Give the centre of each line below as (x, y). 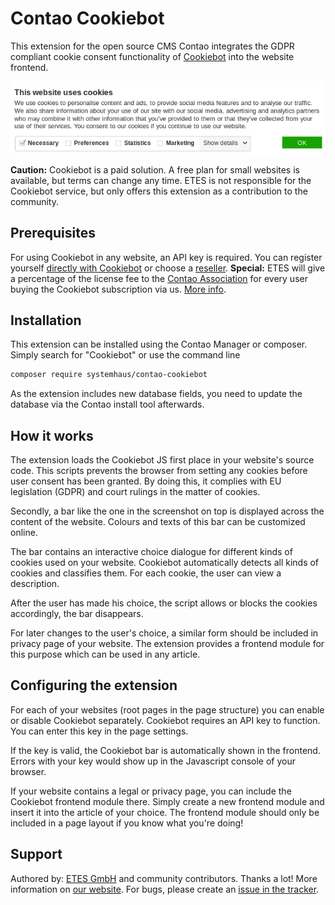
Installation (46, 320)
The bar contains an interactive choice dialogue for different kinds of (151, 551)
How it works (52, 435)
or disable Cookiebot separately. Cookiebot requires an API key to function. (165, 720)
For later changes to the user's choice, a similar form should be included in (164, 633)
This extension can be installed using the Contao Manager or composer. (159, 344)
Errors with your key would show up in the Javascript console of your (153, 761)
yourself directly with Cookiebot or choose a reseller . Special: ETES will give (168, 268)
